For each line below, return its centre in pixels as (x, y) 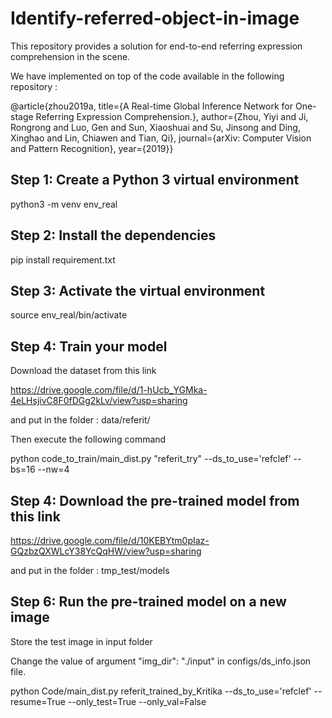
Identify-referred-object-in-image (155, 18)
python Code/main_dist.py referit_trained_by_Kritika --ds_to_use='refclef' (161, 691)
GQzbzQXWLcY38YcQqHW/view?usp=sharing (106, 551)
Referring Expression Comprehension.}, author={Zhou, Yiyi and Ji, (172, 116)
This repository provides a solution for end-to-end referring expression (156, 46)
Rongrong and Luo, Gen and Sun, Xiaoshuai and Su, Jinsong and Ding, (155, 127)
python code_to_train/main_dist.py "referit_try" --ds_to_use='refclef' (151, 459)
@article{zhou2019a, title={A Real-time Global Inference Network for (151, 106)
